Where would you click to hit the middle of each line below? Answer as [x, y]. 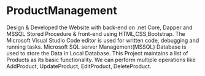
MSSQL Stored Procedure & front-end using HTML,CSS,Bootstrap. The [96, 33]
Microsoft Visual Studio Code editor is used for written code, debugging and [103, 40]
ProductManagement [62, 11]
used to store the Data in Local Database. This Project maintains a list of [97, 53]
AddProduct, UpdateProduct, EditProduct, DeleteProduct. [79, 66]
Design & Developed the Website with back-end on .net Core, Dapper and [99, 27]
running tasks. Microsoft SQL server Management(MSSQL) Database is [96, 47]
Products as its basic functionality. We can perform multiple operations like [101, 60]
